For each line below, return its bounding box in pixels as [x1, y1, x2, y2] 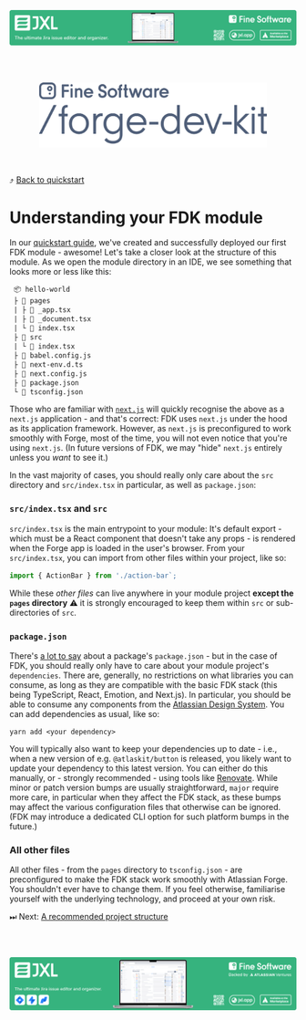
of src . [51, 607, 77, 618]
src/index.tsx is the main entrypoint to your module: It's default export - [9, 523, 282, 534]
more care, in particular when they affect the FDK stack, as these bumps [9, 791, 281, 803]
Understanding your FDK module [9, 207, 263, 228]
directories [9, 607, 50, 618]
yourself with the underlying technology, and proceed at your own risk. [9, 893, 276, 904]
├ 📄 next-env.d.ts [13, 360, 84, 369]
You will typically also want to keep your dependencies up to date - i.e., [9, 743, 278, 754]
